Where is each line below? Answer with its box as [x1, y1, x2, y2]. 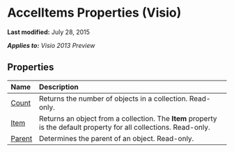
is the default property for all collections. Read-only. [38, 122, 210, 132]
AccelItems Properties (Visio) [7, 5, 182, 21]
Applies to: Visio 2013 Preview [7, 41, 95, 49]
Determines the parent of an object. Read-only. [38, 133, 194, 143]
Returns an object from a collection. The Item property [38, 113, 217, 123]
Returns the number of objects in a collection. [38, 94, 188, 103]
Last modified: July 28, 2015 [7, 28, 91, 36]
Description [38, 82, 79, 92]
